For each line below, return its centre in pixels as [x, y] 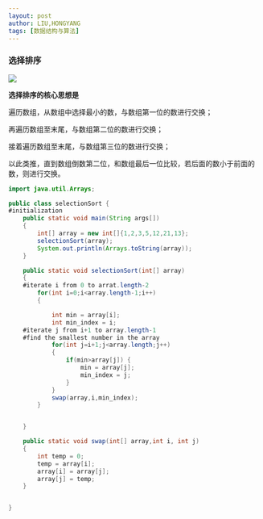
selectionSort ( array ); [75, 241]
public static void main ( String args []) [91, 219]
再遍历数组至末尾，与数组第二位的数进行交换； [86, 129]
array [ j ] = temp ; [66, 479]
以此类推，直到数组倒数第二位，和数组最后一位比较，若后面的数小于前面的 [131, 163]
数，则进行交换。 [37, 174]
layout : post [30, 16]
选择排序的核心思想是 [43, 94]
